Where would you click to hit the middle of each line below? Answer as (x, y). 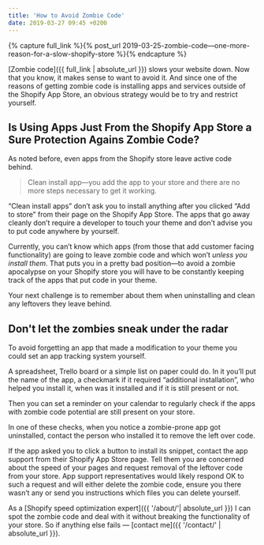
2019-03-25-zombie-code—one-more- (186, 45)
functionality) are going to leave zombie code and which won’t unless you (128, 255)
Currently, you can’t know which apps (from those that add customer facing (131, 246)
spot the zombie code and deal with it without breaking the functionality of (129, 517)
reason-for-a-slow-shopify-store (61, 54)
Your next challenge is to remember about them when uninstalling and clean (132, 295)
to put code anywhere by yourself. (64, 231)
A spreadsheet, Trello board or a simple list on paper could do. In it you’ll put (132, 371)
